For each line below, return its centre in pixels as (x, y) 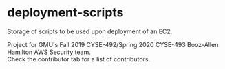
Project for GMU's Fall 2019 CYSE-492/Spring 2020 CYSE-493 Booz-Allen (113, 44)
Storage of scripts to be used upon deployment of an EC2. (90, 31)
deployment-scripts (65, 13)
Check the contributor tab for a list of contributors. (79, 59)
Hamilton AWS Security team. (49, 52)
